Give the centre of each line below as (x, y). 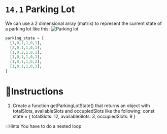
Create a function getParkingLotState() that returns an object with (81, 106)
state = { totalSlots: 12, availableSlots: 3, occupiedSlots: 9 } (74, 116)
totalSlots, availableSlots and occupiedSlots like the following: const (83, 111)
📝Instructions (35, 92)
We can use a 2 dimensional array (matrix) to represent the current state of (83, 23)
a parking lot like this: (27, 28)
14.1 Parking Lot (40, 9)
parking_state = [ (25, 38)
